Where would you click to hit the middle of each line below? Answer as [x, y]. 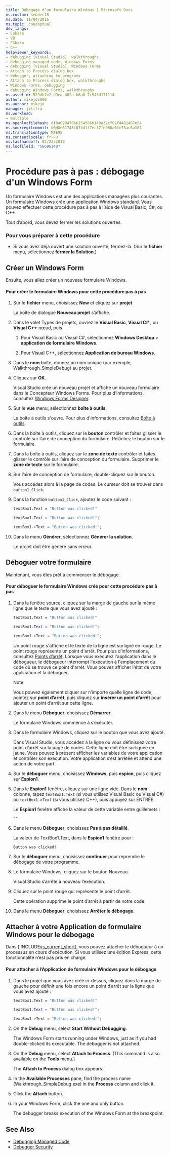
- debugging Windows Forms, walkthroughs [50, 90]
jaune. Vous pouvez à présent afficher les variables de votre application [88, 753]
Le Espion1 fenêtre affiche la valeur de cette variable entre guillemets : [87, 809]
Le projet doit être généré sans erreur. [53, 546]
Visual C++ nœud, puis [37, 328]
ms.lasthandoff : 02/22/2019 [35, 142]
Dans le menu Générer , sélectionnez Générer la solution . [73, 536]
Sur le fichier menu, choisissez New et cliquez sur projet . [73, 303]
